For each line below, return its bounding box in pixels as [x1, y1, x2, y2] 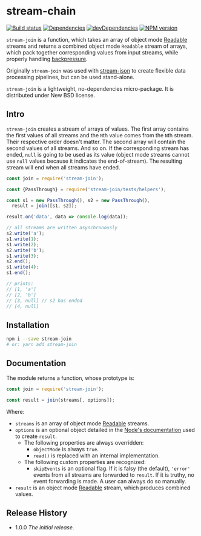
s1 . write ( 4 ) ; [6, 264, 39, 270]
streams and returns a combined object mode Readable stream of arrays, [6, 42, 188, 50]
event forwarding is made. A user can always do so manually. [33, 477, 186, 485]
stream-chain [6, 4, 76, 18]
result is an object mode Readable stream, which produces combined [15, 484, 191, 491]
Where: [6, 408, 25, 415]
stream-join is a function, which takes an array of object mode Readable [6, 36, 188, 43]
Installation [6, 319, 50, 330]
